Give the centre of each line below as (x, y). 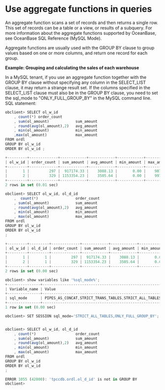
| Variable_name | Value (30, 289)
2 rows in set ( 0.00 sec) (31, 271)
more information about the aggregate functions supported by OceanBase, (81, 33)
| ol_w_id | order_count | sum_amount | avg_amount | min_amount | (76, 162)
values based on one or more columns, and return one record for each (76, 53)
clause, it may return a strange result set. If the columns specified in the (78, 87)
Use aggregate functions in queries (79, 9)
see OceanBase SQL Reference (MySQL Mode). (54, 38)
